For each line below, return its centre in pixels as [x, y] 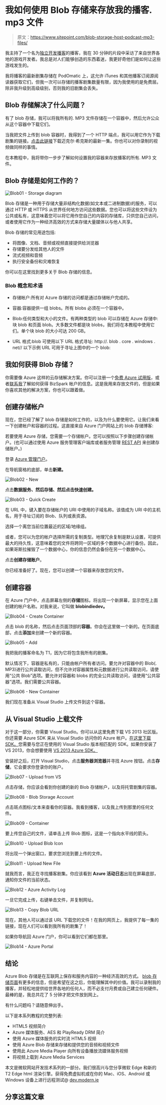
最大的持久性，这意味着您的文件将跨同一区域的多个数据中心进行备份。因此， [83, 543]
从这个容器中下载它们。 [29, 124]
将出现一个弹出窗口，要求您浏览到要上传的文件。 [55, 853]
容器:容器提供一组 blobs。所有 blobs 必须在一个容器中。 [69, 308]
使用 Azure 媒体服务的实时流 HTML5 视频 [54, 1038]
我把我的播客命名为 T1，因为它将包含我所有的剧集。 [58, 653]
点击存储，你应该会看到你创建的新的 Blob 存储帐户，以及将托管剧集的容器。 [82, 787]
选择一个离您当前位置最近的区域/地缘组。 [47, 526]
